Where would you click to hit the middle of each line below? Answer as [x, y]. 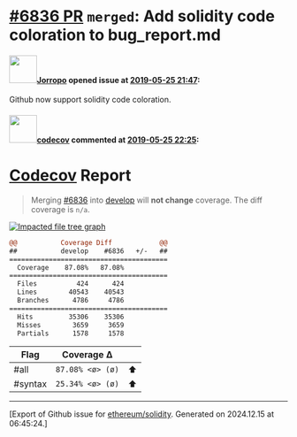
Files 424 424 [71, 284]
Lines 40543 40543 [71, 292]
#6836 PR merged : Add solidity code [142, 16]
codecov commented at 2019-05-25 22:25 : [118, 140]
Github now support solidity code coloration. [90, 100]
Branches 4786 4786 [71, 301]
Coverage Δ [87, 355]
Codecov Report [70, 176]
